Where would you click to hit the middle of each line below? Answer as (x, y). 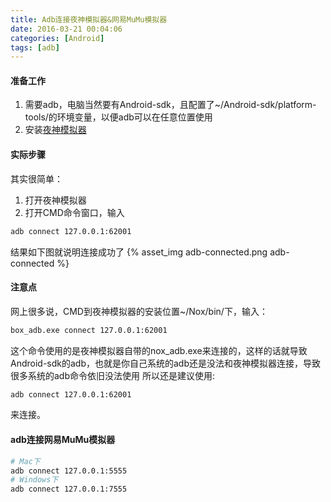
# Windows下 (34, 480)
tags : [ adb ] (35, 47)
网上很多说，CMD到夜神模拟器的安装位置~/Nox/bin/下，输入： (139, 311)
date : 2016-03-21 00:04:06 (66, 29)
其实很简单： (36, 178)
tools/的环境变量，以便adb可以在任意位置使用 (118, 117)
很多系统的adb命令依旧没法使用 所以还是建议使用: (112, 375)
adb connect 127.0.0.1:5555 (69, 471)
